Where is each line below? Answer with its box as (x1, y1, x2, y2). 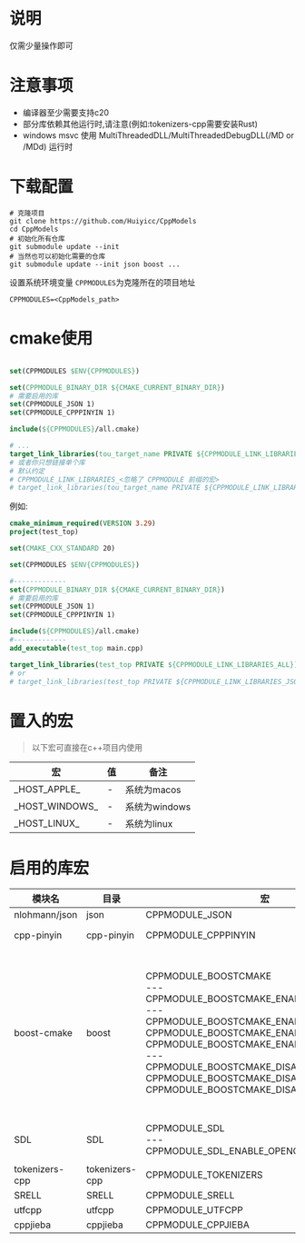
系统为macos (125, 783, 182, 796)
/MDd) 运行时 (22, 141, 74, 152)
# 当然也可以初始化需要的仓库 (9, 252, 106, 261)
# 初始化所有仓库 (9, 234, 65, 244)
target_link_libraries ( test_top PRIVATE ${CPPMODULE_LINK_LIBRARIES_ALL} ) (9, 660, 299, 669)
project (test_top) (9, 528, 79, 537)
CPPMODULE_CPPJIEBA (144, 1218, 250, 1231)
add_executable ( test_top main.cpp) (9, 643, 144, 652)
